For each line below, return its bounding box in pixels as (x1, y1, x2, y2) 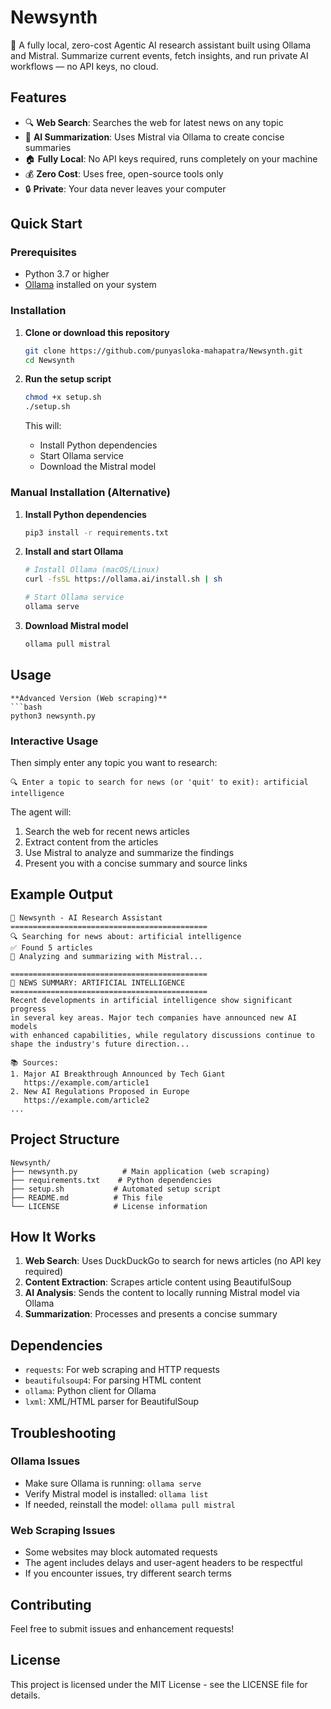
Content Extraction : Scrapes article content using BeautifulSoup (24, 1276, 292, 1288)
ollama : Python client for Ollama (24, 1385, 157, 1397)
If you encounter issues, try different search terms (24, 1567, 232, 1580)
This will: (24, 420, 62, 432)
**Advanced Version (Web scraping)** (10, 693, 168, 703)
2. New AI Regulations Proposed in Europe (10, 1086, 190, 1096)
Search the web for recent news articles (24, 825, 190, 837)
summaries (24, 141, 72, 153)
